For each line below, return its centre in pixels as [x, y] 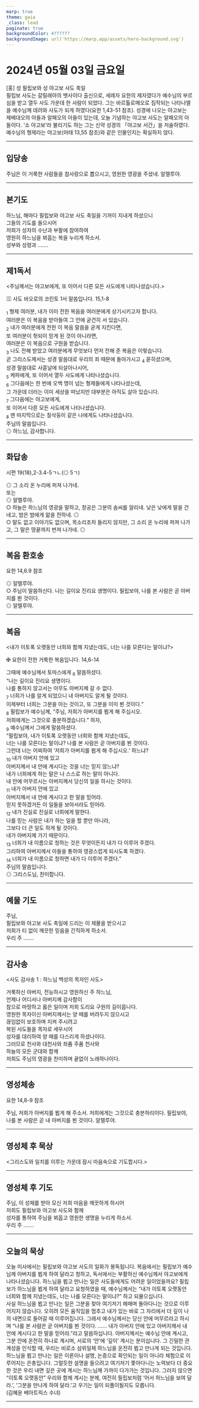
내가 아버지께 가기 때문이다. [38, 835]
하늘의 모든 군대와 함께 [32, 1051]
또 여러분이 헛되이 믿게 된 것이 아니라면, [52, 336]
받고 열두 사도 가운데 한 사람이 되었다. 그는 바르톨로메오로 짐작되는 [94, 103]
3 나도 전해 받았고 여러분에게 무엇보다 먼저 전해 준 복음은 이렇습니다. [85, 351]
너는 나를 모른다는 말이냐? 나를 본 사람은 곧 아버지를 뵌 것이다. [78, 743]
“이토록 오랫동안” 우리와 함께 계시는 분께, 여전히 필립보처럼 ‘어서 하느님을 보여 [96, 1378]
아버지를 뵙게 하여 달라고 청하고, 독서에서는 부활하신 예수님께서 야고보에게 [102, 1274]
